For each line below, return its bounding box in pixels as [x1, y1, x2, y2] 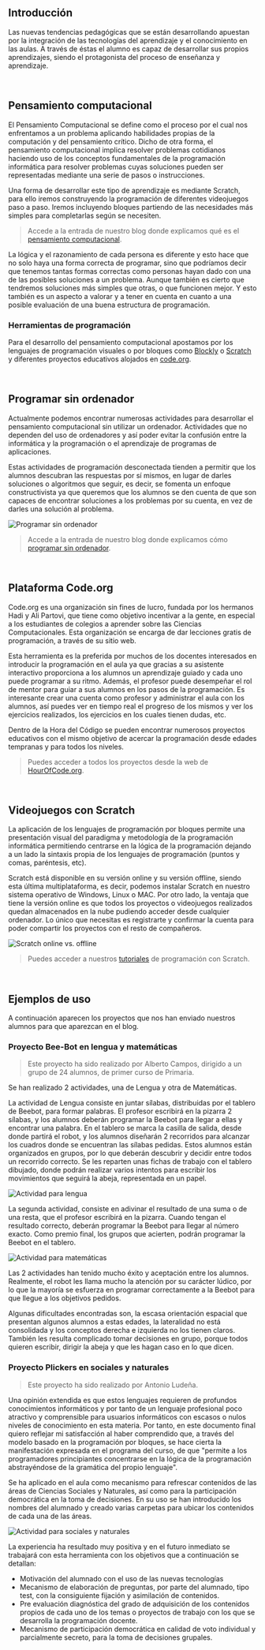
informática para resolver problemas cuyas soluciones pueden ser [8, 162, 224, 171]
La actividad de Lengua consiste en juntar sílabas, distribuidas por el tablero [8, 1098, 256, 1108]
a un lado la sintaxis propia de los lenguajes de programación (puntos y [8, 850, 241, 859]
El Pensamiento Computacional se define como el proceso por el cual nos [8, 120, 248, 129]
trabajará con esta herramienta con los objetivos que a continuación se [8, 1550, 239, 1559]
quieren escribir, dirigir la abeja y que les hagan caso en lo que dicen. [8, 1342, 234, 1352]
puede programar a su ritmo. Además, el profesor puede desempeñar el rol [8, 676, 252, 686]
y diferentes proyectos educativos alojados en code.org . [8, 354, 192, 364]
